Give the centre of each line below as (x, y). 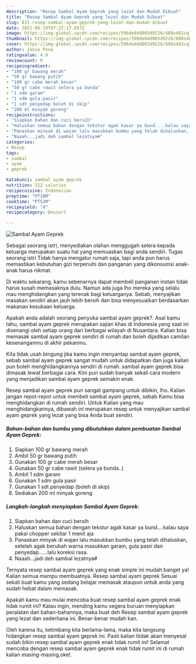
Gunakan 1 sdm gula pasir (45, 481)
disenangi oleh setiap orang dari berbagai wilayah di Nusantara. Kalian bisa (96, 331)
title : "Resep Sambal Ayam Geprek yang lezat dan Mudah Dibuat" (86, 17)
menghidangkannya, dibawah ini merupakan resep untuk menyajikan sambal (98, 409)
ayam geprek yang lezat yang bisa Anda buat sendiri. (70, 415)
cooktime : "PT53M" (28, 202)
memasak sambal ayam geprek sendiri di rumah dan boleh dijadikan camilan (98, 336)
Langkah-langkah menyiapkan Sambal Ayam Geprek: (73, 506)
